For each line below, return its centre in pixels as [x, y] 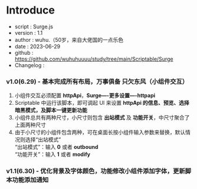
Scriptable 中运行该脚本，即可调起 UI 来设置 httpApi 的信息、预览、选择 [102, 103]
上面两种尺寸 [30, 125]
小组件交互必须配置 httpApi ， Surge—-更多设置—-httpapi [85, 95]
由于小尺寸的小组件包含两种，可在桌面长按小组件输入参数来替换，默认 [100, 132]
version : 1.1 [29, 32]
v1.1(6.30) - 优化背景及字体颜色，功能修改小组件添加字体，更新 [96, 171]
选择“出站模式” [43, 140]
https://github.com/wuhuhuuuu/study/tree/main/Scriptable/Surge [94, 59]
